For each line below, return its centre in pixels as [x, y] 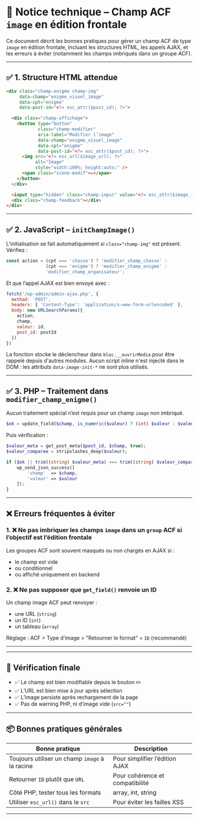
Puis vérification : [27, 435]
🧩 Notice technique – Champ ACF [88, 12]
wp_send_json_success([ [46, 468]
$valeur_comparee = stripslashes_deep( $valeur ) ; [67, 451]
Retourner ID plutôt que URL [47, 779]
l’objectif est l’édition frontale [49, 537]
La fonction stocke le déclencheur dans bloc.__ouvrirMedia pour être [90, 355]
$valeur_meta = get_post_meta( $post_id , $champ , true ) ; [76, 446]
